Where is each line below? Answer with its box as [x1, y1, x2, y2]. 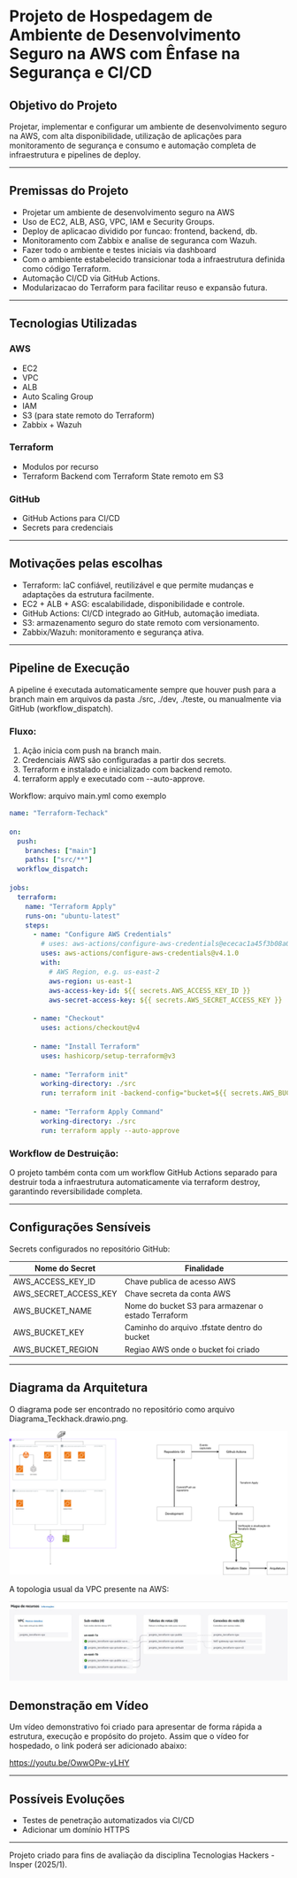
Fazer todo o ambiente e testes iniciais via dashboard [21, 244, 217, 255]
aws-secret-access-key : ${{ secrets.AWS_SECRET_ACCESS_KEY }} [48, 996, 283, 1004]
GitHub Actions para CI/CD [21, 513, 121, 524]
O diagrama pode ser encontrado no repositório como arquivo [9, 1404, 235, 1414]
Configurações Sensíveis [9, 1220, 151, 1235]
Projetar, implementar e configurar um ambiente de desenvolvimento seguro [9, 121, 287, 132]
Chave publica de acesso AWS [124, 1276, 236, 1287]
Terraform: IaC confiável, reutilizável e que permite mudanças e [21, 580, 255, 590]
